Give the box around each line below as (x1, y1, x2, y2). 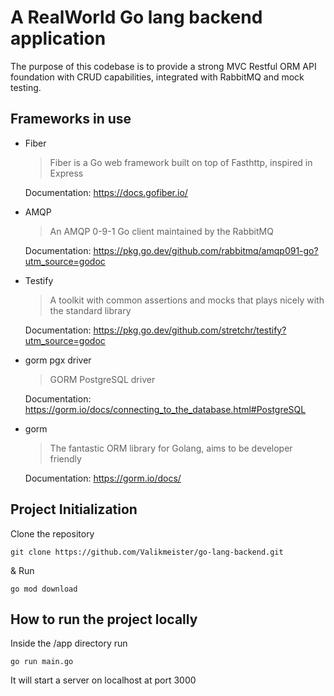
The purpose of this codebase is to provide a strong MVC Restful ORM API (10, 60, 317, 72)
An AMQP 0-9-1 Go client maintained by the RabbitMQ (49, 225, 274, 237)
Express (49, 167, 84, 179)
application (10, 27, 107, 50)
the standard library (49, 304, 132, 316)
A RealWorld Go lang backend (10, 6, 263, 29)
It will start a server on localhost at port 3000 (10, 674, 197, 686)
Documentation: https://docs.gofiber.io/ (24, 186, 188, 198)
